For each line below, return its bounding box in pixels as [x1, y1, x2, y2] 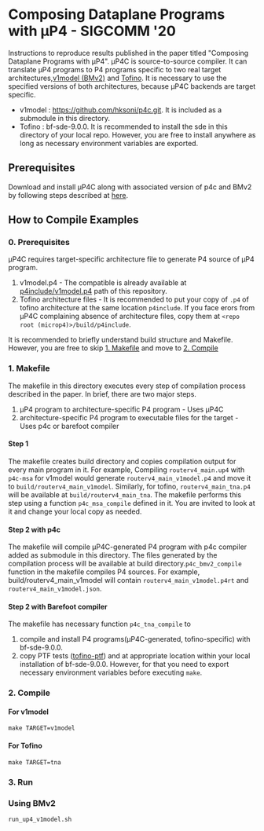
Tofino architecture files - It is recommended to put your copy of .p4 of [19, 295, 249, 304]
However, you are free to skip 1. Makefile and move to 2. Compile [8, 343, 218, 353]
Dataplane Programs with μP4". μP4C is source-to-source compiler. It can [8, 57, 247, 66]
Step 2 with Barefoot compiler [8, 602, 108, 611]
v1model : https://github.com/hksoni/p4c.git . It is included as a [19, 104, 222, 115]
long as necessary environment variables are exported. [19, 138, 199, 148]
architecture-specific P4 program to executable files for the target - [19, 412, 239, 422]
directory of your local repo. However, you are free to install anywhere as [19, 130, 256, 139]
